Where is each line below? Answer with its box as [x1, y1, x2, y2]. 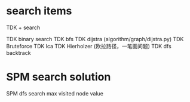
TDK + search [6, 24, 41, 31]
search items [6, 4, 72, 18]
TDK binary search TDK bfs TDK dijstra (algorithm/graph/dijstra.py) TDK [6, 35, 184, 42]
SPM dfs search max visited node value [6, 89, 103, 97]
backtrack [6, 49, 31, 56]
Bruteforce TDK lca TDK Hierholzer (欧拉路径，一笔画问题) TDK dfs [6, 42, 171, 50]
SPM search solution [6, 70, 111, 84]
